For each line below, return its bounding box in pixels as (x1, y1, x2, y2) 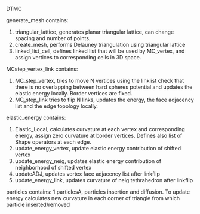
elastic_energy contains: (6, 114, 66, 121)
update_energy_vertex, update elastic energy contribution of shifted (14, 145, 181, 152)
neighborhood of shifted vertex (14, 164, 92, 171)
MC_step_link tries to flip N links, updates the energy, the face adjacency (14, 96, 194, 103)
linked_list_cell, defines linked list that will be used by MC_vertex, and (14, 47, 185, 55)
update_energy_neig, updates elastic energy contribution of (14, 158, 162, 164)
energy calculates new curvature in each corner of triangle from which (6, 195, 180, 201)
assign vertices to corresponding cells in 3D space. (14, 54, 141, 61)
